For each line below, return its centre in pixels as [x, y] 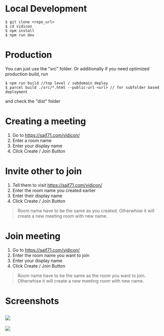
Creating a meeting [46, 122]
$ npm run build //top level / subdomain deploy [57, 83]
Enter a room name [32, 140]
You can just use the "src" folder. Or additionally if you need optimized [77, 68]
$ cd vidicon [19, 26]
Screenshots [32, 301]
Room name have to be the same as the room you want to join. [82, 276]
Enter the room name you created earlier [54, 190]
